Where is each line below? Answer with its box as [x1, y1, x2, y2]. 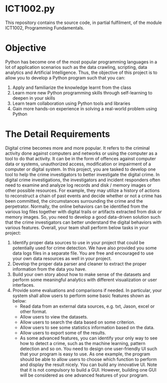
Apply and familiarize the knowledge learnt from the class [12, 84, 131, 90]
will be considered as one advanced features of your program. [19, 372, 149, 378]
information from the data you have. [12, 266, 86, 272]
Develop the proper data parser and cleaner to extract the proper [12, 261, 146, 267]
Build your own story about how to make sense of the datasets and [12, 271, 150, 277]
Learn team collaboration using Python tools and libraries [12, 100, 130, 106]
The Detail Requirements [5, 128, 110, 140]
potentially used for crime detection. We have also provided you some [12, 245, 157, 251]
